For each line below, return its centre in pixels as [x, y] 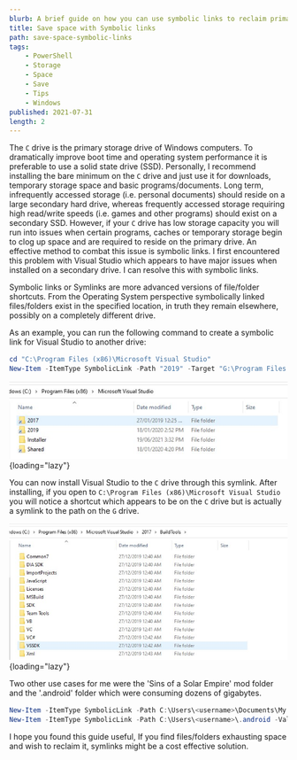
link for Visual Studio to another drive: [78, 342]
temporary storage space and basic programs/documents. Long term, [136, 185]
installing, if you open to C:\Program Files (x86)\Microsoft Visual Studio [145, 492]
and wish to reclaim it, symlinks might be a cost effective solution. [129, 746]
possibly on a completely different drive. [83, 315]
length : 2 [27, 121]
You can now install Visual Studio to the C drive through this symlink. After [143, 482]
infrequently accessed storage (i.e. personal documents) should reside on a [147, 195]
